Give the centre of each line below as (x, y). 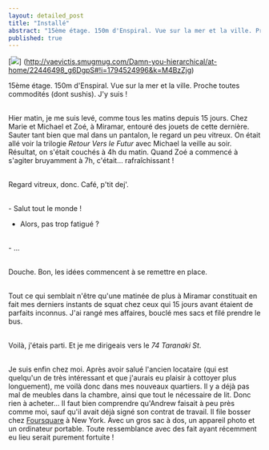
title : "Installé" (39, 23)
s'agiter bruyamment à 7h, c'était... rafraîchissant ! (91, 161)
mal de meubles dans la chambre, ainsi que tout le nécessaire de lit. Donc (130, 395)
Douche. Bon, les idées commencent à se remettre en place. (108, 272)
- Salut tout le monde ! (45, 209)
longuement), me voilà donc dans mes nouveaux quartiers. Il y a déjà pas (129, 386)
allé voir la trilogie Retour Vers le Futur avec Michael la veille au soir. (120, 144)
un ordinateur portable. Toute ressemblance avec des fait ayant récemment (133, 429)
